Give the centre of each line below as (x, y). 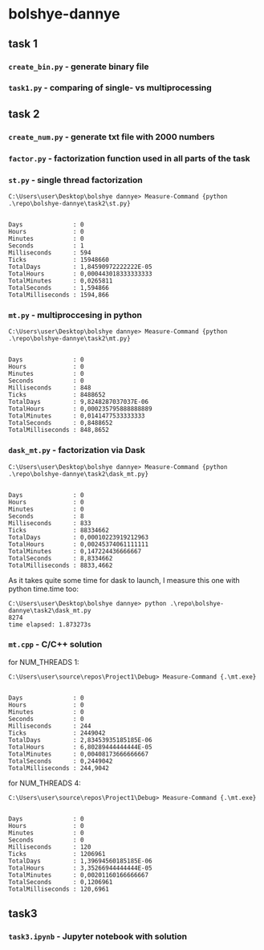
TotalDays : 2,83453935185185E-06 (80, 740)
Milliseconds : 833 (50, 523)
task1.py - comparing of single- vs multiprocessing (110, 88)
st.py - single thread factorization (75, 180)
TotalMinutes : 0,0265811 (61, 281)
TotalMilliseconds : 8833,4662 (61, 565)
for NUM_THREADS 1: (44, 662)
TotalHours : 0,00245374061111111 (79, 544)
